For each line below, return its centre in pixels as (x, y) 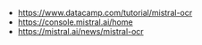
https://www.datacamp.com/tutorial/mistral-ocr (105, 13)
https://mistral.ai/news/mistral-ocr (81, 31)
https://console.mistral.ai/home (75, 22)
